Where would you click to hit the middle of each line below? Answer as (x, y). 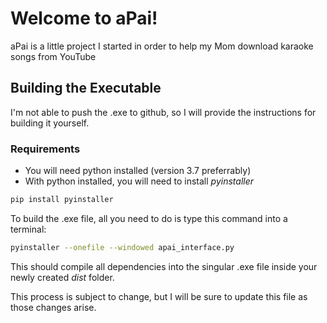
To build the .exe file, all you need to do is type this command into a (149, 218)
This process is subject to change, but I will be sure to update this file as (159, 296)
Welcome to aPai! (84, 18)
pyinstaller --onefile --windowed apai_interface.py (122, 247)
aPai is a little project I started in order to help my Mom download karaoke (162, 46)
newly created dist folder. (62, 277)
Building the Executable (86, 88)
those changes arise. (53, 307)
